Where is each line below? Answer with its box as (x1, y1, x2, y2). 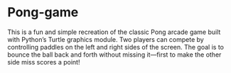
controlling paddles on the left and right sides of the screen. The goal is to (7, 43, 224, 51)
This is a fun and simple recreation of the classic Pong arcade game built (7, 28, 221, 36)
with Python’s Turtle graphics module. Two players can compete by (7, 35, 204, 43)
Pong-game (7, 4, 79, 21)
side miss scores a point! (7, 57, 80, 66)
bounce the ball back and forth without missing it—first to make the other (7, 50, 222, 59)
